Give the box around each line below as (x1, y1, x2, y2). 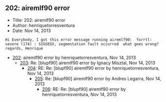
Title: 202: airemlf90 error (12, 17, 66, 23)
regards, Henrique (5, 46, 43, 51)
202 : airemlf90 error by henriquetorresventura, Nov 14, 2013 (12, 54, 136, 60)
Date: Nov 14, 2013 (12, 27, 51, 34)
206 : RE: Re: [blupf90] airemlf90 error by (42, 86, 126, 92)
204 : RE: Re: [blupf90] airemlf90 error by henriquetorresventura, (27, 65, 160, 71)
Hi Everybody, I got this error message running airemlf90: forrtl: (5, 37, 153, 42)
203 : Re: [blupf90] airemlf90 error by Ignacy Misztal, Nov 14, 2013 (19, 59, 156, 66)
